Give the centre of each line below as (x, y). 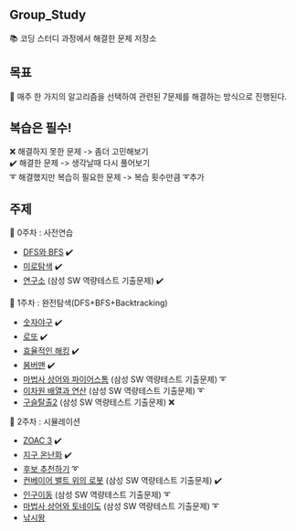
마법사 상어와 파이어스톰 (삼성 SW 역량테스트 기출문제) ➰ (124, 379)
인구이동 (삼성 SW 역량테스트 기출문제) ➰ (96, 495)
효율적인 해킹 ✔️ (51, 351)
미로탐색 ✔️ (42, 266)
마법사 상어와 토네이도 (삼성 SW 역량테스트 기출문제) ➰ (121, 506)
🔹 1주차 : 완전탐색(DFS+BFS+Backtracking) (89, 303)
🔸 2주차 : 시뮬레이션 (45, 422)
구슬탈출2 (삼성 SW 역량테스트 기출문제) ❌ (99, 402)
